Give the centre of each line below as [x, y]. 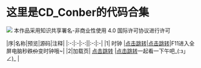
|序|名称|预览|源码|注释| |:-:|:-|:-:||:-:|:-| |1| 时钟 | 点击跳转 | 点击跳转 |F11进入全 [100, 43]
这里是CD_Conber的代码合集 [78, 12]
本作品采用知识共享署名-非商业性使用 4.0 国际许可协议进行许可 [92, 30]
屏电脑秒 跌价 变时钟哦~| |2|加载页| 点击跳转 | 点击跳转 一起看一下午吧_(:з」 [97, 51]
